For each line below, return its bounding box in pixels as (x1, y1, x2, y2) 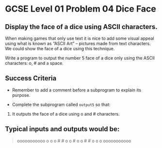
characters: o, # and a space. (5, 60, 64, 66)
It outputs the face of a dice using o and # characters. (12, 111, 120, 117)
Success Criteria (5, 74, 57, 83)
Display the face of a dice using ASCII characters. (5, 23, 158, 31)
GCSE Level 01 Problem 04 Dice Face (5, 3, 157, 15)
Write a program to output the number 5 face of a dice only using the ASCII (5, 55, 155, 61)
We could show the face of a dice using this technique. (5, 46, 115, 51)
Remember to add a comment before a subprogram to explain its (12, 87, 142, 93)
